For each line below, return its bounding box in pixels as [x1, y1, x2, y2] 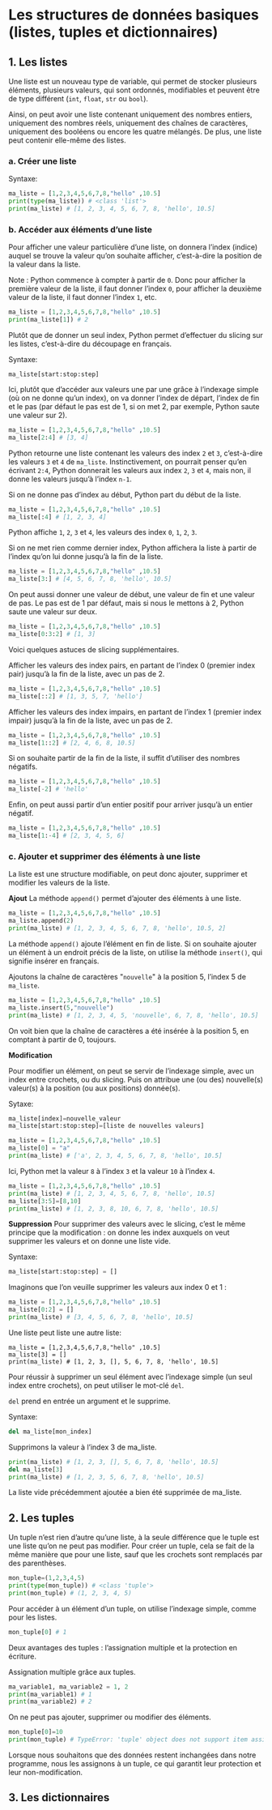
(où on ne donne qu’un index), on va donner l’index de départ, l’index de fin [8, 393, 260, 403]
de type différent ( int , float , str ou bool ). [8, 94, 148, 103]
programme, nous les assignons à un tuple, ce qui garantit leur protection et [8, 1759, 261, 1769]
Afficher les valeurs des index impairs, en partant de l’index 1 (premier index [8, 706, 261, 716]
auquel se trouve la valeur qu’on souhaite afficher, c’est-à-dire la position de [8, 251, 262, 261]
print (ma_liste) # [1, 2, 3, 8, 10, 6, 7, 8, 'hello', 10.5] [8, 1205, 219, 1213]
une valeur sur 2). [8, 410, 67, 420]
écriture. [8, 1651, 37, 1661]
